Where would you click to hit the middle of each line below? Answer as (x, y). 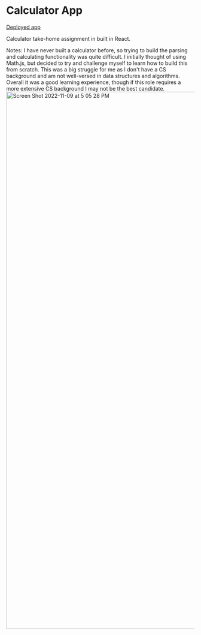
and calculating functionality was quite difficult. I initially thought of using (96, 56)
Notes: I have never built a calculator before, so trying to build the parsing (97, 50)
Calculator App (44, 11)
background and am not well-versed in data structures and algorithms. (93, 76)
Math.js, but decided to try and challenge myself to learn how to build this (97, 63)
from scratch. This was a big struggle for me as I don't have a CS (86, 69)
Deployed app (23, 27)
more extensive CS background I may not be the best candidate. (86, 88)
